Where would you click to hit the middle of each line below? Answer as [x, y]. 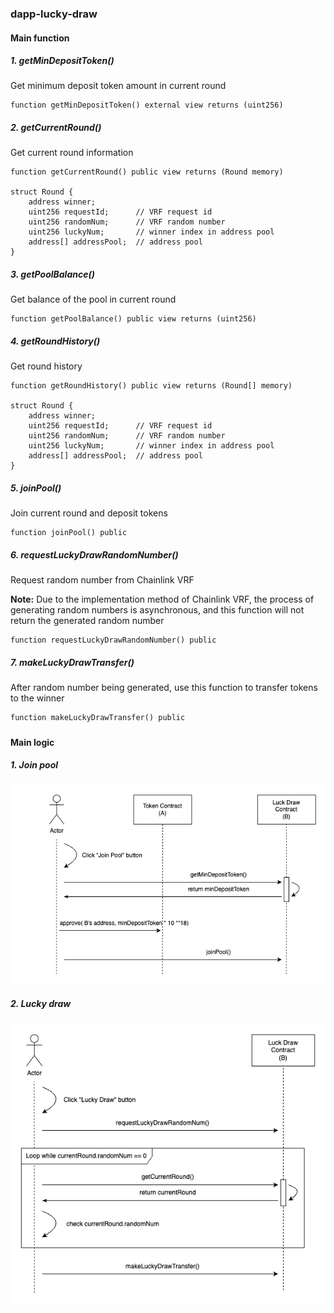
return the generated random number [87, 621]
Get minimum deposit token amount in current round [118, 86]
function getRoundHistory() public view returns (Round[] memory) [151, 386]
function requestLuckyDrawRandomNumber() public [113, 640]
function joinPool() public [69, 533]
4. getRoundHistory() [55, 341]
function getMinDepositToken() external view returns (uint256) [147, 105]
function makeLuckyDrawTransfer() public [98, 718]
